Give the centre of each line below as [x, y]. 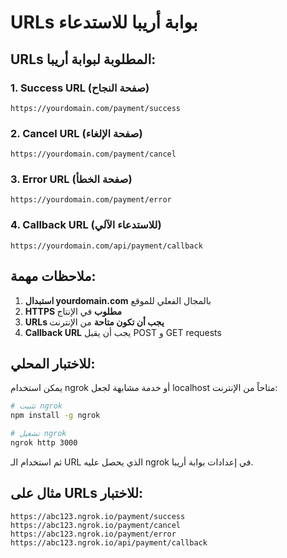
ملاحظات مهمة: [53, 276]
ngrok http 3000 [44, 443]
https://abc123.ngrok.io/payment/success [98, 516]
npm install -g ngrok [55, 416]
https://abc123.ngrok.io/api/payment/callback [109, 542]
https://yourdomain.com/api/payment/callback [106, 246]
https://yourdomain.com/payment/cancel [93, 154]
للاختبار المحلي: [53, 363]
